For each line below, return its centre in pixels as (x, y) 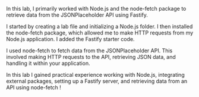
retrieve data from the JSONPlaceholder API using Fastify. (77, 15)
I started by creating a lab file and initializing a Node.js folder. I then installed (99, 26)
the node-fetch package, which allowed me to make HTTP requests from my (100, 33)
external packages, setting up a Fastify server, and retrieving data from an (97, 81)
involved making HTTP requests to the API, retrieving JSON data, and (91, 57)
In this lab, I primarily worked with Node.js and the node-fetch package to (96, 9)
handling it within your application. (48, 63)
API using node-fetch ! (34, 87)
